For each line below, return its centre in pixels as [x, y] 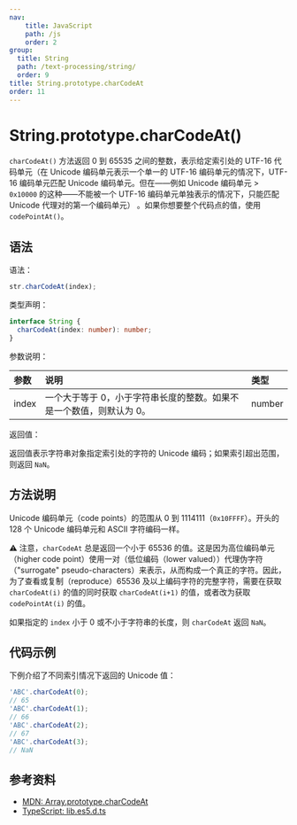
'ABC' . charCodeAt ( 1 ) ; [49, 709]
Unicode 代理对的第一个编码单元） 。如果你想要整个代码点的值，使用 [135, 206]
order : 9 [33, 75]
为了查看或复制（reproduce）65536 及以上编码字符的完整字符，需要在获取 [145, 580]
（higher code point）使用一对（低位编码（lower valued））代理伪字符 [136, 558]
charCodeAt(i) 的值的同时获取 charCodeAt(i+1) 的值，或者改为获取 [130, 592]
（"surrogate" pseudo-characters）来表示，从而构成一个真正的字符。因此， [148, 570]
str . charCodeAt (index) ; [53, 287]
